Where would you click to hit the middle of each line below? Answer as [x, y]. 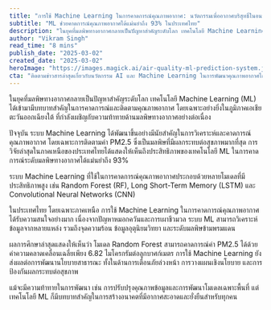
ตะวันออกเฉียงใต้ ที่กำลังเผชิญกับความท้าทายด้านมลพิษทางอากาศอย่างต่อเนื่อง [110, 117]
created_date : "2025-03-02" [56, 61]
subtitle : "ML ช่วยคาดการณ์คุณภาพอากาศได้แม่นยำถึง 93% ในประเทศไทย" [105, 23]
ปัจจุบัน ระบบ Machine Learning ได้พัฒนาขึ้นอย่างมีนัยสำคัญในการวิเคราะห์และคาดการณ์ [130, 133]
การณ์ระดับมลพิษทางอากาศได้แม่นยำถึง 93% [69, 160]
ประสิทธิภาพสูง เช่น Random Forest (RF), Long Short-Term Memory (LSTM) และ [132, 185]
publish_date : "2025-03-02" [56, 53]
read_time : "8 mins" [44, 46]
